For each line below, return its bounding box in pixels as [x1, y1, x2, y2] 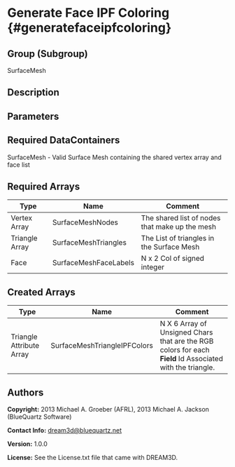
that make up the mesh [141, 222, 217, 232]
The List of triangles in [141, 233, 215, 243]
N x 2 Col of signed [141, 254, 205, 264]
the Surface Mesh [141, 242, 200, 252]
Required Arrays [7, 180, 80, 192]
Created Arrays [7, 286, 76, 298]
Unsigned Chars [159, 327, 213, 337]
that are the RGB [159, 337, 214, 346]
